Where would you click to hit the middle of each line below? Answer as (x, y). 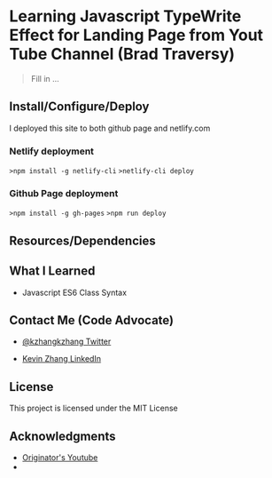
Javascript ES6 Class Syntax (74, 292)
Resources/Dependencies (83, 240)
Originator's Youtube (60, 457)
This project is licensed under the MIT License (94, 408)
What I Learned (52, 271)
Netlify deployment (52, 151)
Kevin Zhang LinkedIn (62, 359)
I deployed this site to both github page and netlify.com (110, 128)
